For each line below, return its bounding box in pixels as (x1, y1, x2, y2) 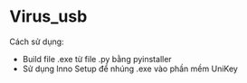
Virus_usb (9, 6, 88, 27)
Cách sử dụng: (9, 36, 65, 47)
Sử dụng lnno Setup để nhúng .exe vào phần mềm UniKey (22, 63, 238, 74)
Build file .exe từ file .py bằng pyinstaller (22, 53, 172, 64)
